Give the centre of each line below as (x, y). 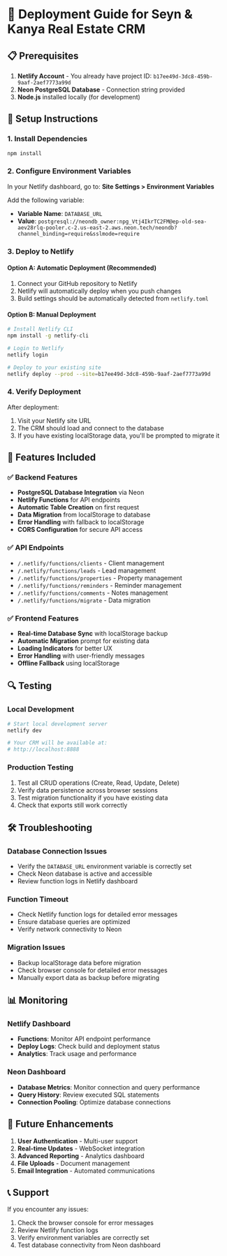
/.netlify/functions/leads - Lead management (86, 570)
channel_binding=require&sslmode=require (78, 233)
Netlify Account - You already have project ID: (85, 76)
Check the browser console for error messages (85, 1223)
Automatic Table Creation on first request (78, 507)
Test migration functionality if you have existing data (93, 797)
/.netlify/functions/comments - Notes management (93, 593)
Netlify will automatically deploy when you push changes (99, 291)
